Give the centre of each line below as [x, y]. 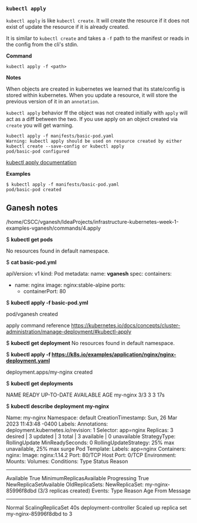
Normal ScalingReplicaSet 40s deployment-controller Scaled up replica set [97, 508]
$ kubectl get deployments [40, 384]
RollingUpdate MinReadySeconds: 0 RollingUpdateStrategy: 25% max [90, 442]
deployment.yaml [28, 361]
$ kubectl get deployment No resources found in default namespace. [90, 343]
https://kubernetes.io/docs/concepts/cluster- [126, 326]
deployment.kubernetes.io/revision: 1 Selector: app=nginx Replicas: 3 [90, 430]
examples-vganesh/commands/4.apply [53, 228]
